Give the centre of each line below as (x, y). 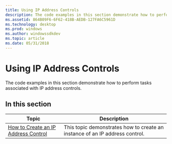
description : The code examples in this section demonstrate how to (80, 15)
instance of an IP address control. (104, 133)
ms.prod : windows (24, 29)
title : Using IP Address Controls (42, 10)
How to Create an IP (32, 127)
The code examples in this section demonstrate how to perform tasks (79, 83)
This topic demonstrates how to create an (114, 127)
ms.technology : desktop (31, 24)
